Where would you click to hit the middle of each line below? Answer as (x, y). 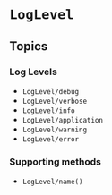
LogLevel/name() (52, 182)
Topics (29, 46)
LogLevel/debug (51, 91)
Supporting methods (55, 161)
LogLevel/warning (55, 130)
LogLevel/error (51, 139)
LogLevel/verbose (55, 101)
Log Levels (34, 72)
